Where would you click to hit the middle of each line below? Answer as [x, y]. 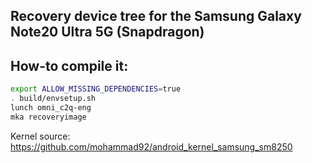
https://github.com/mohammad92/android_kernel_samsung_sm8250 [151, 146]
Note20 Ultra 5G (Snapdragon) [107, 32]
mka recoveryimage [48, 117]
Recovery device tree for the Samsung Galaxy [156, 16]
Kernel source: [40, 136]
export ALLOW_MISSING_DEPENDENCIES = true [96, 89]
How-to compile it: [69, 65]
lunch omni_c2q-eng [51, 107]
